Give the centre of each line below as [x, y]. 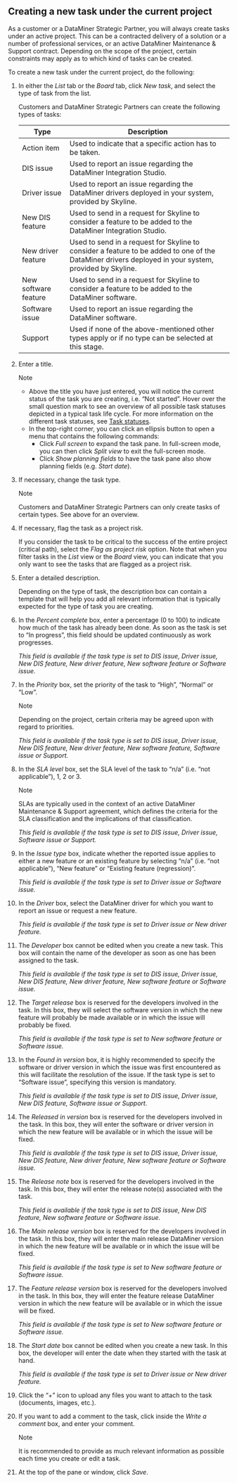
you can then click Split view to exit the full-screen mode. [122, 451]
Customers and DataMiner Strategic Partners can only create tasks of [119, 507]
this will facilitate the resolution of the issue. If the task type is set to [116, 1074]
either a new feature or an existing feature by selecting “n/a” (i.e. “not [119, 860]
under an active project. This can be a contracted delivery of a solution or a [117, 36]
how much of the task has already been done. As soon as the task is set [122, 627]
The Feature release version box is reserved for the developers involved [122, 1288]
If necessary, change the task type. [69, 479]
